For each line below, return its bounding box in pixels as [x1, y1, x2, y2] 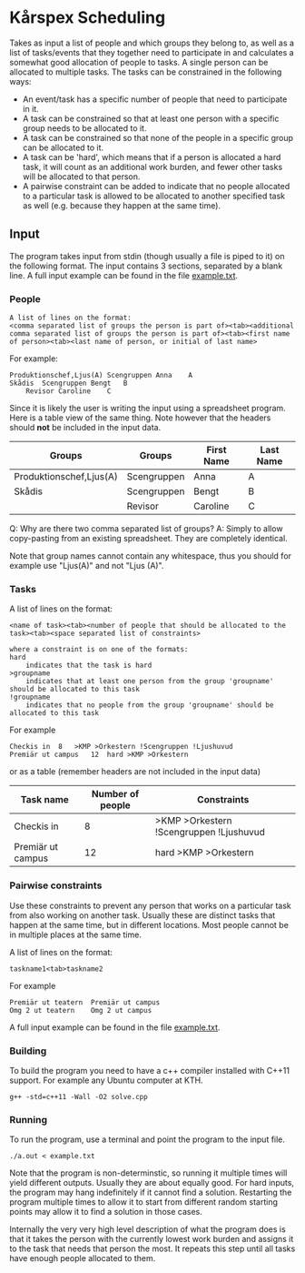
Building [9, 1045, 47, 1057]
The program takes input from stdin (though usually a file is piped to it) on [9, 250, 285, 261]
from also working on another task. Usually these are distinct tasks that [9, 909, 276, 921]
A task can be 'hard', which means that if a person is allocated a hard [22, 151, 281, 162]
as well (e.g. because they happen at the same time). [22, 199, 221, 211]
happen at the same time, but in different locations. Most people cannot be [9, 919, 289, 930]
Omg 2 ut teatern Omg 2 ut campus [9, 1005, 152, 1015]
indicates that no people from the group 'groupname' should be [25, 701, 274, 710]
